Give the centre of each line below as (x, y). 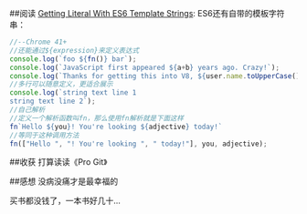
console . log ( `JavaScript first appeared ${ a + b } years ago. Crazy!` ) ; (145, 67)
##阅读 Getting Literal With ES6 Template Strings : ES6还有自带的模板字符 (147, 13)
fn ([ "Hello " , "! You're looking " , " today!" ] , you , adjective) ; (138, 144)
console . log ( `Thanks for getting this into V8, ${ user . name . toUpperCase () (155, 76)
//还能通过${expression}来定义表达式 (74, 50)
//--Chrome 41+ (38, 42)
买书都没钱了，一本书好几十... (65, 201)
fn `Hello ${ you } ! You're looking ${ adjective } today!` (116, 127)
